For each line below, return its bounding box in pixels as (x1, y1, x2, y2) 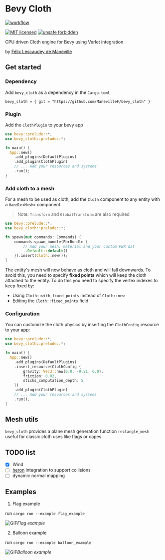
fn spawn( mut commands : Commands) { (5, 234, 81, 240)
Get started (5, 63, 41, 71)
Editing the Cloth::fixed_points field (12, 298, 89, 304)
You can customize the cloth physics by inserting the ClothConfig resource (5, 322, 159, 328)
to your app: (5, 327, 30, 333)
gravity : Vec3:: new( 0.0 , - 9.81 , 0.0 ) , (23, 369, 104, 374)
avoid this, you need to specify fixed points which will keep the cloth (5, 272, 147, 278)
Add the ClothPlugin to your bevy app (5, 122, 83, 128)
